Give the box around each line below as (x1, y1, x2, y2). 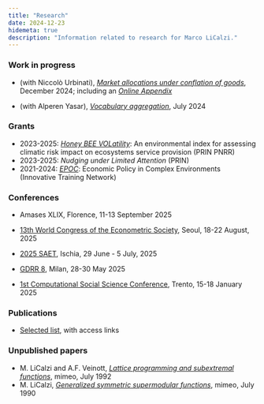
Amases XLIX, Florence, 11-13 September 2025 (19, 210, 172, 219)
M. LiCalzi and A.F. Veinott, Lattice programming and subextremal (19, 363, 234, 372)
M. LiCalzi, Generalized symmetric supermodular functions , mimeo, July (19, 380, 255, 389)
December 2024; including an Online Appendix (19, 86, 173, 95)
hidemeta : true (8, 26, 58, 34)
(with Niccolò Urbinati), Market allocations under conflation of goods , (19, 77, 247, 87)
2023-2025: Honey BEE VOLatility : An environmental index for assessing (19, 139, 256, 148)
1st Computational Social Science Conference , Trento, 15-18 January (19, 279, 243, 289)
